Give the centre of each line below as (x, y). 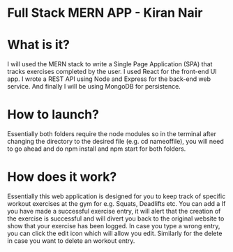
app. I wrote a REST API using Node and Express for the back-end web (109, 79)
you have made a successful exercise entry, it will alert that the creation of (114, 211)
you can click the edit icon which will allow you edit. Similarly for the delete (115, 233)
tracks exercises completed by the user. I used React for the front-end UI (112, 72)
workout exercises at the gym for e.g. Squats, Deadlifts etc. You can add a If (116, 203)
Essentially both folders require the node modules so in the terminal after (112, 134)
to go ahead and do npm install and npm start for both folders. (97, 149)
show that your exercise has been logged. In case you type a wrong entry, (114, 226)
